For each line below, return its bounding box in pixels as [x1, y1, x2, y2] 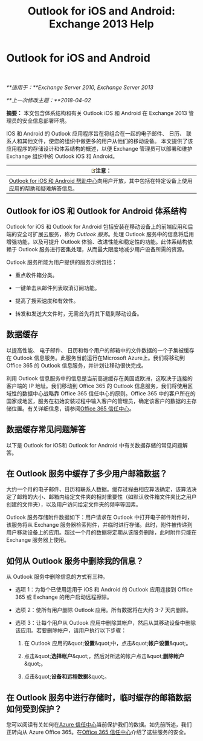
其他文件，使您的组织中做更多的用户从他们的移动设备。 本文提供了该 [22, 137, 193, 145]
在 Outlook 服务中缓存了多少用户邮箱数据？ [6, 469, 168, 479]
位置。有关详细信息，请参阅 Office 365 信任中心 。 [11, 404, 135, 412]
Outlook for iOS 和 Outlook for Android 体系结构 [6, 206, 187, 216]
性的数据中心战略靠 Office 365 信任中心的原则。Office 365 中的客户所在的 [11, 389, 196, 397]
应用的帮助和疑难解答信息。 [8, 185, 78, 192]
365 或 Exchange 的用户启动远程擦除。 [14, 593, 113, 601]
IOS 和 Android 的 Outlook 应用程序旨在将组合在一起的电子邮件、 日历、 [6, 130, 185, 137]
